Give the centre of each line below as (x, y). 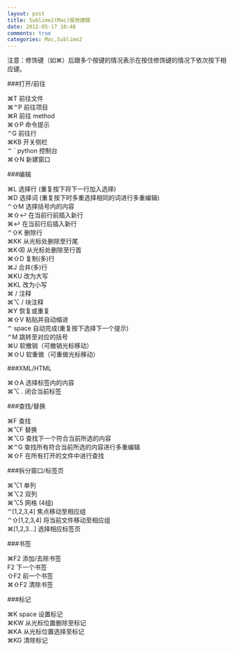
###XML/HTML (30, 368)
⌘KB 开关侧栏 (27, 142)
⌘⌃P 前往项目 (28, 107)
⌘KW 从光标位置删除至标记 (47, 623)
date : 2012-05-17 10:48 (42, 26)
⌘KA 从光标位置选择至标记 (46, 632)
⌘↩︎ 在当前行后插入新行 (42, 224)
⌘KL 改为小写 (27, 285)
